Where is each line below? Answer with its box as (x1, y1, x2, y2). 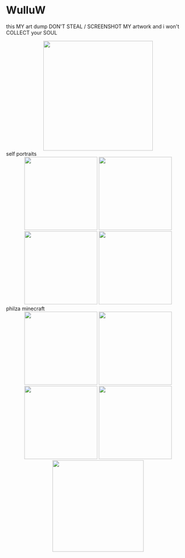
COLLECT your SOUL (6, 29, 57, 36)
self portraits (6, 150, 37, 157)
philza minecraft (6, 305, 45, 312)
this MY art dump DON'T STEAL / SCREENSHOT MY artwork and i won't (6, 23, 180, 30)
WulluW (6, 4, 46, 17)
